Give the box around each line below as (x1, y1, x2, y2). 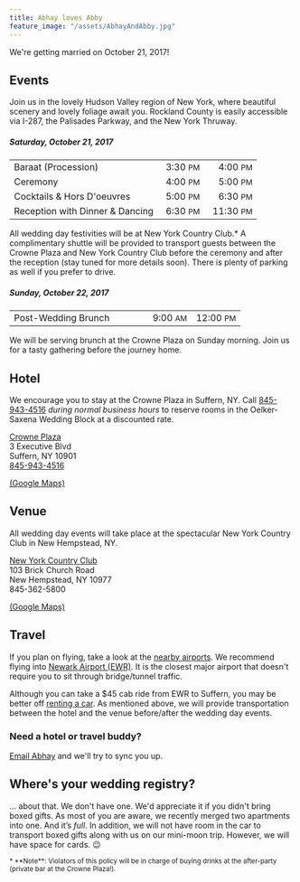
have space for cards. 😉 (9, 839, 101, 849)
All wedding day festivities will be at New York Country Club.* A (9, 228, 247, 239)
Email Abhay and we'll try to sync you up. (9, 750, 164, 761)
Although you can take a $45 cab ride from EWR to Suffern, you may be (9, 688, 277, 699)
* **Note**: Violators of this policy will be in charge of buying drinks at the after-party (9, 856, 277, 866)
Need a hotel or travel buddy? (9, 729, 142, 742)
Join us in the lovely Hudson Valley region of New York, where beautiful (9, 97, 277, 108)
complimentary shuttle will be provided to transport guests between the (9, 238, 277, 249)
